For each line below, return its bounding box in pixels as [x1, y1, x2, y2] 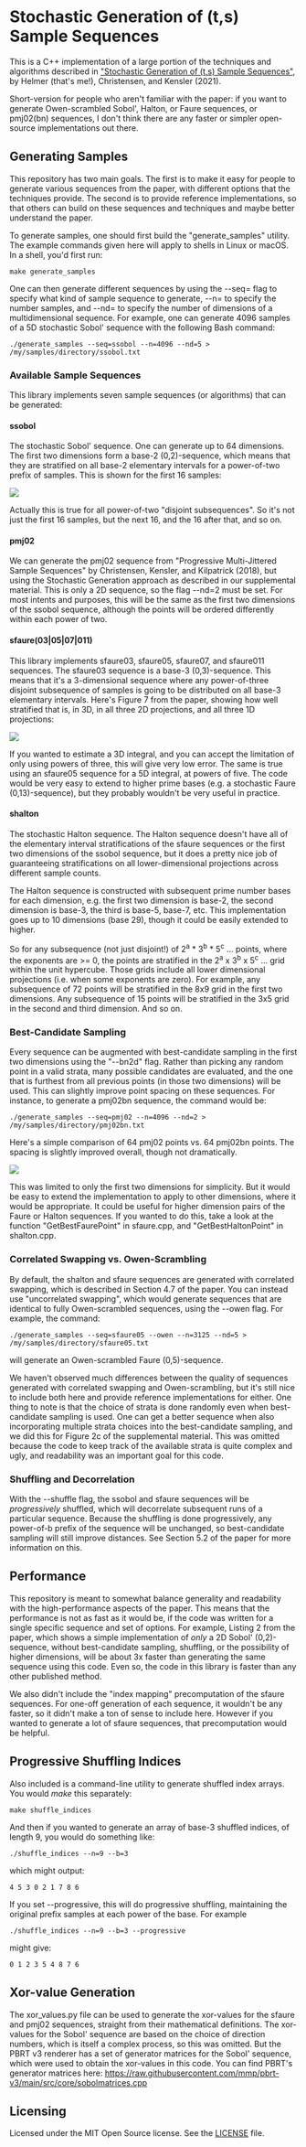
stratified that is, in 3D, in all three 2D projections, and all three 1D [9, 703, 256, 714]
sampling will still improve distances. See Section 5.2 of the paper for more [9, 1532, 291, 1543]
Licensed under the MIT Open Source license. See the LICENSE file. [9, 2128, 265, 2139]
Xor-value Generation [9, 1985, 135, 2001]
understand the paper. [9, 212, 93, 223]
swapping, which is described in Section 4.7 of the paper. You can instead [9, 1283, 289, 1294]
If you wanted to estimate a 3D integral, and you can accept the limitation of [9, 748, 295, 759]
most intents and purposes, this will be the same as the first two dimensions [9, 595, 295, 606]
